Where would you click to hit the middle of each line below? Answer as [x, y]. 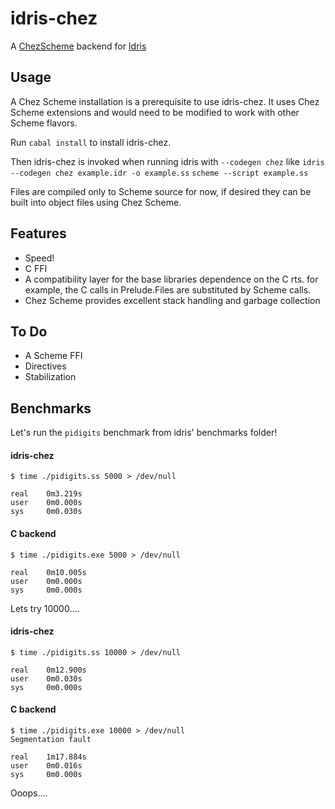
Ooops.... [29, 793]
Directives [45, 366]
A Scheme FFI [53, 356]
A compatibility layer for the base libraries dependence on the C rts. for [171, 279]
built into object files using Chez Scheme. [96, 202]
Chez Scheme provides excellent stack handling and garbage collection [172, 300]
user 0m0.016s [46, 766]
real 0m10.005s [48, 572]
